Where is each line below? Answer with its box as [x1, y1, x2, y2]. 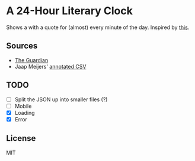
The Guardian [14, 56, 49, 63]
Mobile [14, 102, 32, 110]
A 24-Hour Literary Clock [6, 4, 133, 18]
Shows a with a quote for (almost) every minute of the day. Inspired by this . [6, 24, 190, 31]
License [6, 133, 36, 143]
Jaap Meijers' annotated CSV [14, 63, 87, 70]
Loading [14, 109, 35, 116]
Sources [6, 41, 38, 51]
